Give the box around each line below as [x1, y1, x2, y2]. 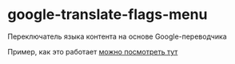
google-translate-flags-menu [7, 6, 208, 24]
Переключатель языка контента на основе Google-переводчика [7, 32, 227, 41]
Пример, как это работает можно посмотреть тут [7, 47, 178, 56]
